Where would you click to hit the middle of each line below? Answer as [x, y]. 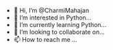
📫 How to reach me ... [45, 40]
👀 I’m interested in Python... [52, 18]
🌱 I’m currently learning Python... [60, 25]
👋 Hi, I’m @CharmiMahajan [51, 10]
